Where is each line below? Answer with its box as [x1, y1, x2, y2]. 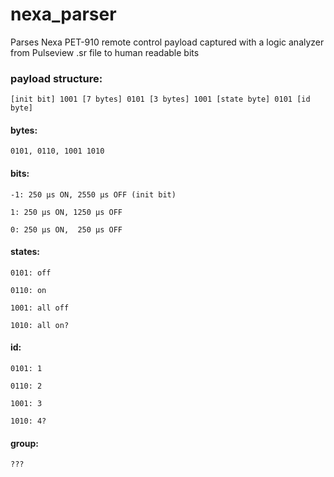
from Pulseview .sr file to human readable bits [10, 46, 200, 58]
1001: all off [10, 303, 70, 313]
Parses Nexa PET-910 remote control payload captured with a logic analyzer [10, 36, 325, 48]
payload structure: [10, 71, 103, 85]
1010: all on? [10, 320, 70, 330]
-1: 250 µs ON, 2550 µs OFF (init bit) [10, 189, 177, 200]
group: [10, 437, 40, 449]
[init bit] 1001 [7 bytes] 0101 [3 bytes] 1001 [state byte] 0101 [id [10, 94, 311, 105]
